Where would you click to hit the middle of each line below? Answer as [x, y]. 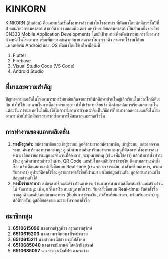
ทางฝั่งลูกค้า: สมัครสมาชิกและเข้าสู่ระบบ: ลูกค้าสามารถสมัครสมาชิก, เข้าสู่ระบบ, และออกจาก [86, 144]
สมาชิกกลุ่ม [19, 216]
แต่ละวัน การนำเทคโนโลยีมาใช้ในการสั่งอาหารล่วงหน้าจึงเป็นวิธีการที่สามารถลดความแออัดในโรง [83, 110]
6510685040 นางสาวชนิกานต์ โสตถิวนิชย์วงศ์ [53, 245]
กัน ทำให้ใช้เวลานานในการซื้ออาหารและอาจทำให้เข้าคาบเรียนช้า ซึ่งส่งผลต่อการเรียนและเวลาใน [82, 104]
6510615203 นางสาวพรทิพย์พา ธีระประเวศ [50, 234]
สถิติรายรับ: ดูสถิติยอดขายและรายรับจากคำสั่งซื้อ [51, 200]
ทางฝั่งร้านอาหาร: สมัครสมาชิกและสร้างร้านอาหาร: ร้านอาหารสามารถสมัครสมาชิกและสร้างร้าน [88, 183]
